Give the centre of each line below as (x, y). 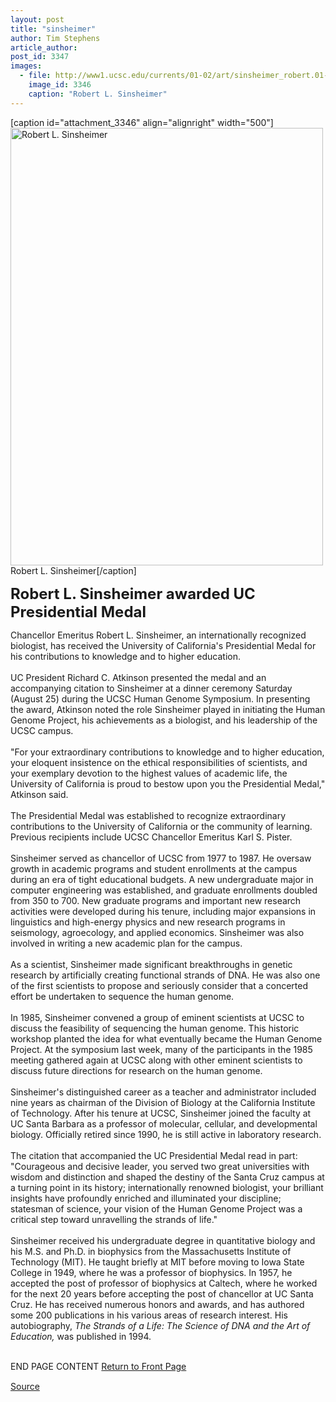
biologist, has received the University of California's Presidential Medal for (163, 645)
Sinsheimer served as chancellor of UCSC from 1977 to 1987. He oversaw (161, 858)
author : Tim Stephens (55, 38)
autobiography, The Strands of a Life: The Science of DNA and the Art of (160, 1325)
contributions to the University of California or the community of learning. (161, 826)
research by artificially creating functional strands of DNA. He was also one (165, 975)
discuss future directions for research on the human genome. (136, 1070)
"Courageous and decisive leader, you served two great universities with (160, 1166)
